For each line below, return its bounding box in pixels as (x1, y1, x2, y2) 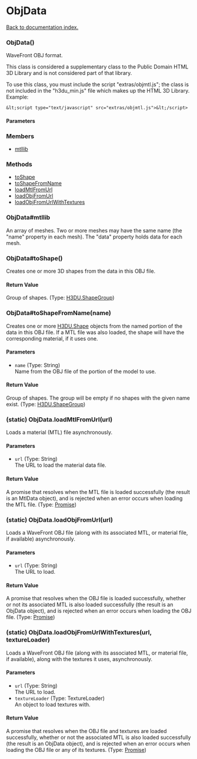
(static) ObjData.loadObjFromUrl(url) (6, 515, 113, 524)
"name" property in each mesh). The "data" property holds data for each (6, 233, 183, 240)
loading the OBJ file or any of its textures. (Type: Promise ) (6, 747, 147, 754)
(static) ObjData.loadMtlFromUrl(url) (6, 415, 113, 423)
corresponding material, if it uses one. (6, 335, 98, 342)
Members (6, 132, 34, 140)
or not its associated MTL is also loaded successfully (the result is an (6, 601, 173, 608)
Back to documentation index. (6, 24, 79, 31)
